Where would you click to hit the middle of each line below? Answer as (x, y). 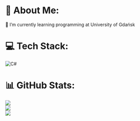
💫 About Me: (32, 10)
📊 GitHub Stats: (40, 86)
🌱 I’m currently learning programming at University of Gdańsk (70, 25)
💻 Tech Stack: (37, 46)
